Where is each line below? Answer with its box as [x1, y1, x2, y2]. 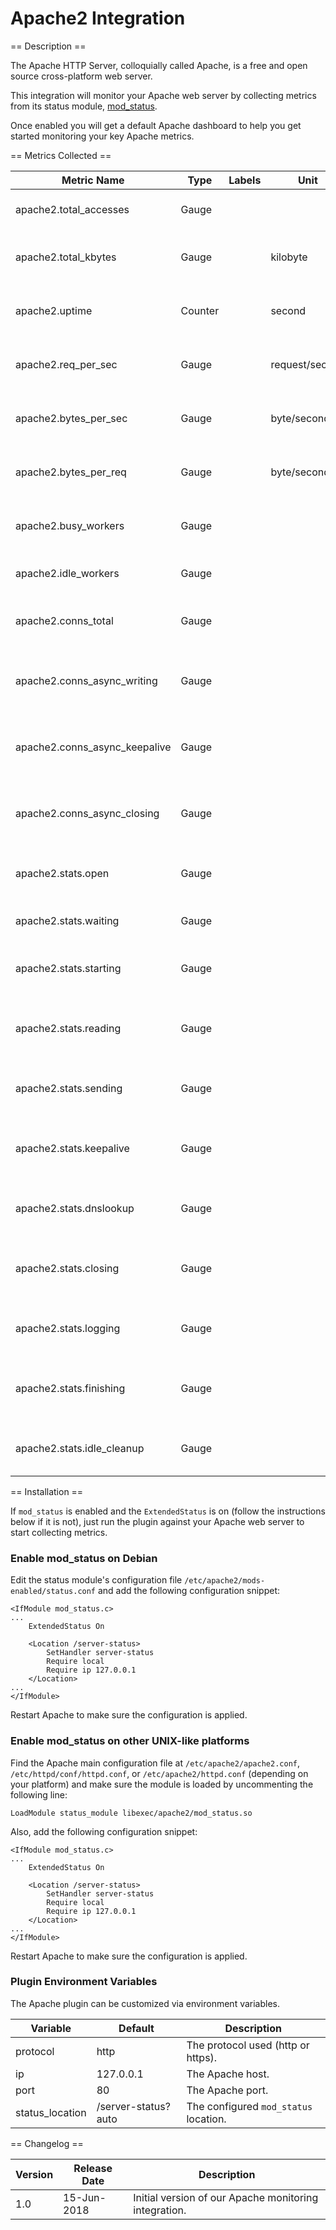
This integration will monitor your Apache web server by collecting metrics [10, 89, 317, 101]
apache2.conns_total [15, 613, 114, 627]
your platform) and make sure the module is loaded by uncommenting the [10, 1778, 314, 1790]
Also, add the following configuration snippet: [10, 1825, 198, 1837]
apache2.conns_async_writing [15, 673, 158, 687]
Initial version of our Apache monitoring [133, 2190, 319, 2204]
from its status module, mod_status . [10, 100, 158, 112]
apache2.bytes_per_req [15, 465, 127, 479]
